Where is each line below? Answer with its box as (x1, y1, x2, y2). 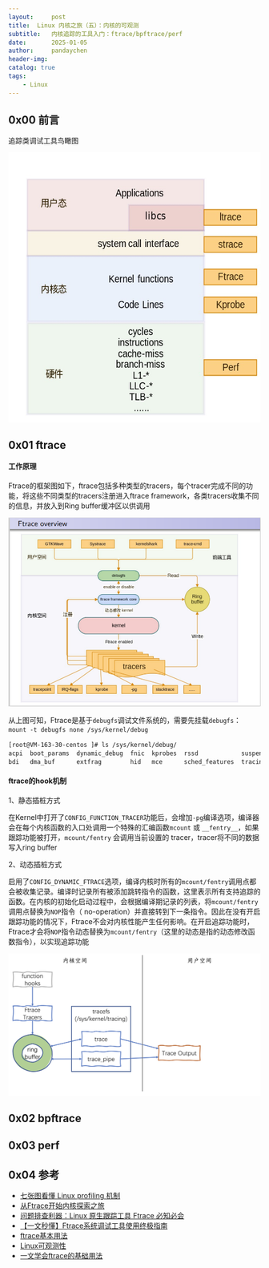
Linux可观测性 (19, 1241, 66, 1250)
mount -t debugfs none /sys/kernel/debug (8, 725, 149, 733)
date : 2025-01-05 (8, 38, 88, 46)
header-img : (8, 55, 48, 63)
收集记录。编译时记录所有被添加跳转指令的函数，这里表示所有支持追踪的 (22, 886, 261, 896)
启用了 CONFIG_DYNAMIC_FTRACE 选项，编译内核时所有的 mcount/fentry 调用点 (8, 876, 250, 886)
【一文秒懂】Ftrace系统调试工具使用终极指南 (19, 1221, 168, 1230)
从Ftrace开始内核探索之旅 (19, 1201, 105, 1210)
